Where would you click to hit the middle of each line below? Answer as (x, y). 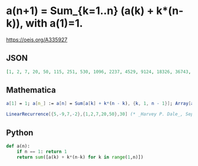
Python (20, 133)
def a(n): (18, 146)
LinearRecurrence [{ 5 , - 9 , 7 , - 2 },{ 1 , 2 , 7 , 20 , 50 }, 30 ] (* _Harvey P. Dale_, (95, 114)
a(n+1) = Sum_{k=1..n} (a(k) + (80, 11)
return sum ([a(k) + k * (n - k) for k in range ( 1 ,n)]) (80, 157)
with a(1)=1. (55, 23)
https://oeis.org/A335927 (37, 39)
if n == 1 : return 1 (42, 151)
